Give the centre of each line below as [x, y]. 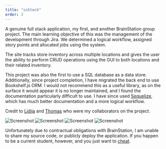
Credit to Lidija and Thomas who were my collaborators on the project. [78, 111]
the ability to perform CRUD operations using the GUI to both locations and [82, 59]
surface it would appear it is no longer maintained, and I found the [73, 90]
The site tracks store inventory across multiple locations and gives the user [82, 54]
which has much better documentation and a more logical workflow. [75, 101]
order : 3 [14, 14]
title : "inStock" [23, 10]
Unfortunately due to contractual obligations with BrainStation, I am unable [82, 130]
